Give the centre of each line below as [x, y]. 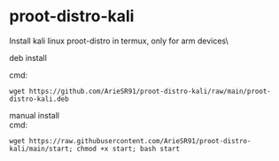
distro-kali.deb [39, 99]
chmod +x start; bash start [128, 149]
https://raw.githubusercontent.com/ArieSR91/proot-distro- [140, 141]
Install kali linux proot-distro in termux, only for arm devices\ [119, 41]
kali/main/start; [41, 149]
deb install [28, 57]
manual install [35, 115]
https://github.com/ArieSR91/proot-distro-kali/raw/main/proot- [150, 91]
